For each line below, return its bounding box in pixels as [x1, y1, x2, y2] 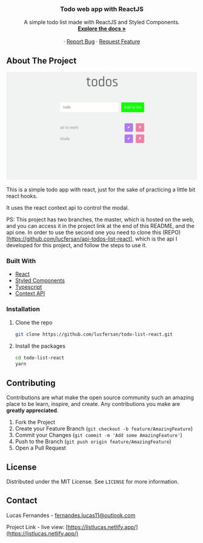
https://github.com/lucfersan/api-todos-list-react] [8, 235, 133, 242]
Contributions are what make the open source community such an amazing [6, 394, 194, 401]
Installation [6, 305, 41, 313]
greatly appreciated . [6, 407, 59, 414]
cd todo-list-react [15, 355, 65, 361]
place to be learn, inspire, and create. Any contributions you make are [6, 401, 181, 408]
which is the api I [135, 235, 178, 242]
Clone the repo [15, 319, 53, 326]
